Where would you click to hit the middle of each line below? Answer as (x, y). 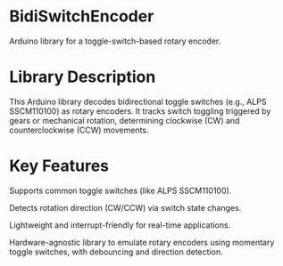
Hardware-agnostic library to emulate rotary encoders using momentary (142, 242)
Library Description (83, 77)
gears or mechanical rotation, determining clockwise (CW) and (125, 120)
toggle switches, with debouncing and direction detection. (116, 252)
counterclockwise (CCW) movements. (79, 130)
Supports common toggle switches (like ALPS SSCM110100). (121, 190)
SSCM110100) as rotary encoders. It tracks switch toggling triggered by (140, 111)
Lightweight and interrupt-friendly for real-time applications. (120, 225)
